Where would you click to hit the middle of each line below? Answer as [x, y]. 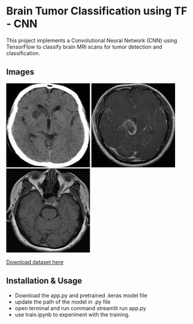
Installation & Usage [44, 281]
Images [20, 72]
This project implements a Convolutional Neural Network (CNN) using [92, 40]
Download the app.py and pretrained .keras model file [81, 295]
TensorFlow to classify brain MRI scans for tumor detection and [84, 47]
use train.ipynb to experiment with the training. [72, 314]
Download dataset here [35, 262]
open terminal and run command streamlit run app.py [80, 308]
